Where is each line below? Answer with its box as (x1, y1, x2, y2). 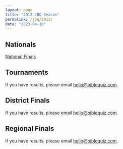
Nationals (5, 40, 36, 48)
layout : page (5, 7, 33, 13)
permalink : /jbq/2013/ (5, 17, 53, 22)
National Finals (5, 54, 36, 60)
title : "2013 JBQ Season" (5, 12, 59, 17)
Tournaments (5, 68, 49, 77)
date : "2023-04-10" (5, 21, 46, 27)
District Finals (5, 96, 50, 105)
